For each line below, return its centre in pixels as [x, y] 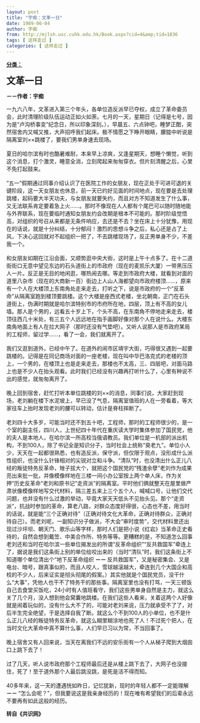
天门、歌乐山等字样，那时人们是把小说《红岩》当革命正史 [115, 529]
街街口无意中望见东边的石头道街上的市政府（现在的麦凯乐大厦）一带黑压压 [99, 265]
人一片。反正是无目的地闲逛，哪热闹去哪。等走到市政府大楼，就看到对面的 [99, 273]
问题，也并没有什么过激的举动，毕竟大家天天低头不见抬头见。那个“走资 [95, 498]
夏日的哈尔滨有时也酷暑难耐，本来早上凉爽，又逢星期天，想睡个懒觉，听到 [99, 154]
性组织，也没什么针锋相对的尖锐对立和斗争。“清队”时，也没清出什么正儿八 [99, 460]
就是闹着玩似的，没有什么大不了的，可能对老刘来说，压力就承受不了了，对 [99, 605]
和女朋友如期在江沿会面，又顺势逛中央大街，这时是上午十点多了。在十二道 [99, 258]
